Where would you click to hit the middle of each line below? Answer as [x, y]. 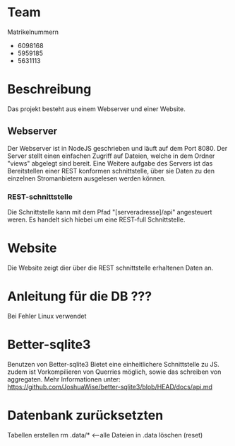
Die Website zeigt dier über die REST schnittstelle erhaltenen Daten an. [110, 268]
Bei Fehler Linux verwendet [47, 316]
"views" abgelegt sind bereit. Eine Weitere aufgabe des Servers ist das [110, 163]
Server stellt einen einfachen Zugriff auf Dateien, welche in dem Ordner [111, 156]
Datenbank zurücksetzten [85, 415]
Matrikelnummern [33, 32]
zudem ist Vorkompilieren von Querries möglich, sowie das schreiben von [114, 372]
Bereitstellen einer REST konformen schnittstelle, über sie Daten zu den [111, 171]
